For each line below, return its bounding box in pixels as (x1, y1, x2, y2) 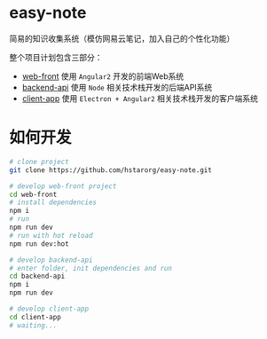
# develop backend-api (9, 256, 93, 264)
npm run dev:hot (9, 239, 69, 248)
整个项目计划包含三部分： (9, 51, 103, 62)
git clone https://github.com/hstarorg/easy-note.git (9, 165, 213, 175)
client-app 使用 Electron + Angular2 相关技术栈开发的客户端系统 (21, 92, 259, 104)
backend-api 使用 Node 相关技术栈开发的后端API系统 (21, 82, 213, 92)
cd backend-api (9, 272, 66, 281)
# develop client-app (9, 304, 90, 313)
